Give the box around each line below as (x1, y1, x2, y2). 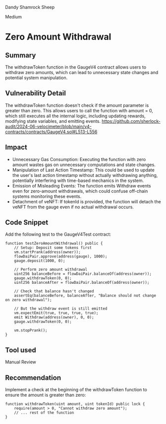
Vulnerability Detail (5, 89, 66, 97)
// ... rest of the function (14, 410, 74, 416)
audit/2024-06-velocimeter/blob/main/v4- (5, 123, 92, 129)
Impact (5, 143, 27, 152)
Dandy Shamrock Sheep (5, 4, 55, 10)
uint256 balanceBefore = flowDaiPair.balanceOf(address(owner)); (14, 271, 152, 276)
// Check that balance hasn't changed (14, 289, 94, 294)
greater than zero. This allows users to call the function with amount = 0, (5, 107, 154, 113)
